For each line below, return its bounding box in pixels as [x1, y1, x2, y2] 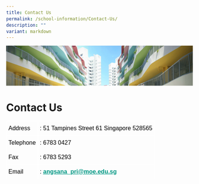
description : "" [6, 22, 46, 28]
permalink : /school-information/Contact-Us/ [6, 15, 118, 22]
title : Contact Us [6, 9, 52, 15]
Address [8, 125, 31, 132]
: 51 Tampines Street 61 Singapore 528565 [39, 125, 153, 132]
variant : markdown [6, 28, 52, 34]
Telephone [8, 139, 36, 146]
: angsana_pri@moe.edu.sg [39, 168, 117, 175]
